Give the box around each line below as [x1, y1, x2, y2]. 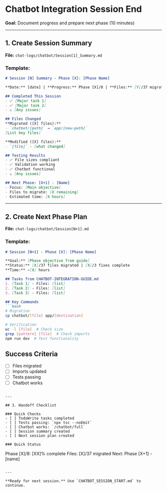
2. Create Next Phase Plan [5, 212, 87, 221]
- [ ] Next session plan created [5, 433, 75, 438]
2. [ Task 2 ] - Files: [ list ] [5, 285, 66, 291]
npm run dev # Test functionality [5, 336, 79, 341]
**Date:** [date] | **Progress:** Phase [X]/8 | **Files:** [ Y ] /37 [5, 84, 148, 90]
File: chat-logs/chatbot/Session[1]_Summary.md [5, 52, 102, 58]
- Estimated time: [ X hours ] [5, 194, 66, 199]
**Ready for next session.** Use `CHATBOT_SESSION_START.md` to [5, 478, 141, 484]
